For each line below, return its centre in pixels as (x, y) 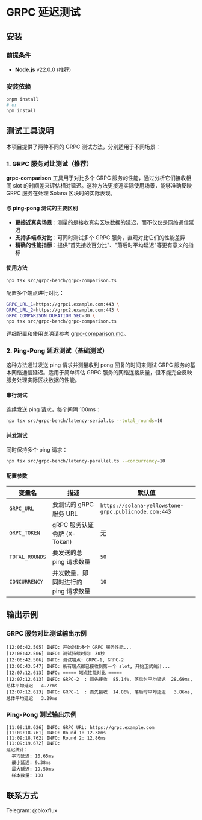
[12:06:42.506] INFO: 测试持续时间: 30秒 (56, 654)
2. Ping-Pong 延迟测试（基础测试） (57, 350)
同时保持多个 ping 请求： (37, 450)
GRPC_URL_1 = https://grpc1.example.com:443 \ (63, 304)
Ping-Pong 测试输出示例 (41, 714)
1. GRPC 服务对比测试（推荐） (50, 163)
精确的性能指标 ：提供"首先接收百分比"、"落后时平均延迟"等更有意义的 (101, 245)
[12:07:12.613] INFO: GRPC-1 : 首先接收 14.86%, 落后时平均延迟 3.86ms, (99, 692)
